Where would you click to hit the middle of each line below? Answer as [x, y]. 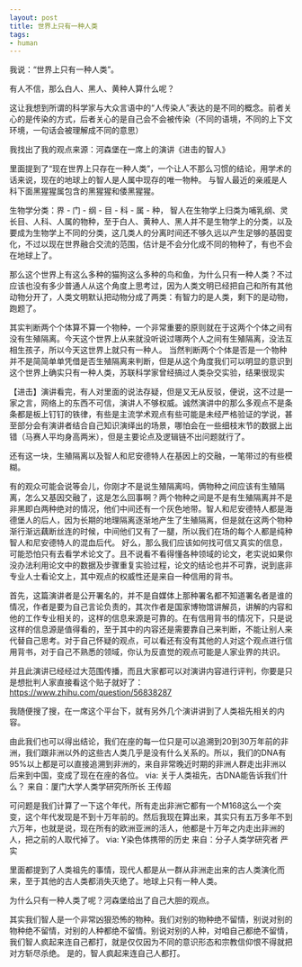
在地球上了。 [33, 255]
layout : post [34, 18]
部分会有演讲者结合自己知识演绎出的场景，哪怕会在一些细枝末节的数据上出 [155, 425]
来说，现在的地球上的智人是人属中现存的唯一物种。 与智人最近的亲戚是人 [152, 180]
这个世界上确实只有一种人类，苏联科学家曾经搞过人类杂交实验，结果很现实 [147, 373]
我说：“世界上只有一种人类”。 [64, 69]
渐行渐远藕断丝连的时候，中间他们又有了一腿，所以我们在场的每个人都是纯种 [151, 532]
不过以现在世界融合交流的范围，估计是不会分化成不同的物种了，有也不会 [159, 244]
